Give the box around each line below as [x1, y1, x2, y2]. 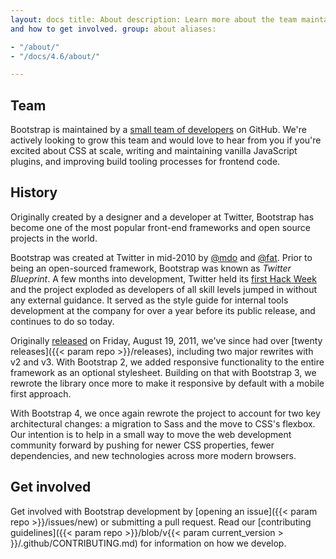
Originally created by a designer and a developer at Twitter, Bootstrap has [10, 211, 315, 223]
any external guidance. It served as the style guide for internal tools [10, 294, 289, 306]
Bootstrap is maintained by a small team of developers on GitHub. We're [10, 124, 307, 136]
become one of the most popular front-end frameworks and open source [10, 221, 311, 233]
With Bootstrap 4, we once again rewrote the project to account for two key [10, 407, 321, 419]
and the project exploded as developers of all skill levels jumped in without [10, 283, 318, 295]
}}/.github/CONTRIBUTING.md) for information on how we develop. [10, 537, 287, 549]
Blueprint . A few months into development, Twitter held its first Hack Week [10, 272, 317, 285]
